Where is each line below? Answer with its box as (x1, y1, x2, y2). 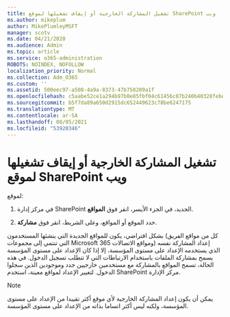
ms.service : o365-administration (7, 55, 103, 62)
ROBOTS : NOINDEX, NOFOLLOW (7, 61, 84, 68)
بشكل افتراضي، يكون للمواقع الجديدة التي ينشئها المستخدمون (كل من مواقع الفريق (7, 231, 218, 240)
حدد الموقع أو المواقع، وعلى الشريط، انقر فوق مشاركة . (16, 218, 157, 226)
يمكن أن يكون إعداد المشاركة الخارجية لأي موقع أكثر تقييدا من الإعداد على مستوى (7, 294, 214, 303)
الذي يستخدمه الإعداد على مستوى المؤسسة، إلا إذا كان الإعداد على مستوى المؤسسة (7, 246, 220, 255)
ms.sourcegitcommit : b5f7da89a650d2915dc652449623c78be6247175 (7, 99, 192, 106)
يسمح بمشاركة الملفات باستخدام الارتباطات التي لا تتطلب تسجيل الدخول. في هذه (7, 253, 214, 261)
